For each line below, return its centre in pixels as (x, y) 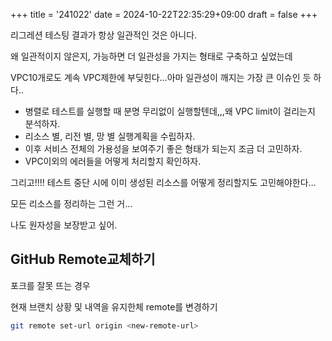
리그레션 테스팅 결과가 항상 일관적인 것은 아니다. (104, 35)
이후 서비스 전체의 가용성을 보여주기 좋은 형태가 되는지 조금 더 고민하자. (163, 148)
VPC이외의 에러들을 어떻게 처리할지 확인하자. (113, 161)
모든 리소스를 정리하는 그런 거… (71, 203)
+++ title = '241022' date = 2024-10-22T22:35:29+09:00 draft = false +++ (164, 14)
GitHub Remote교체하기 (83, 259)
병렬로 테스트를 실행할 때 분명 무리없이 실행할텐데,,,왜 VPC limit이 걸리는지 (170, 111)
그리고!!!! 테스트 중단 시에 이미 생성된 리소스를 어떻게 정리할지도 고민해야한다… (163, 182)
